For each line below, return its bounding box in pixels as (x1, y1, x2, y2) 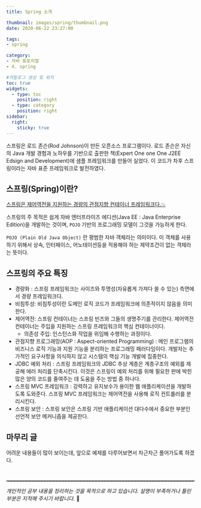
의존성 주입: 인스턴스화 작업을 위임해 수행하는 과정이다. (23, 330, 152, 337)
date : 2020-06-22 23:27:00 (6, 25, 74, 31)
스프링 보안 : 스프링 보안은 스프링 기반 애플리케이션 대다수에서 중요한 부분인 (14, 405, 191, 413)
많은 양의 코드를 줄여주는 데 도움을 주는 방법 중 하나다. (14, 375, 141, 383)
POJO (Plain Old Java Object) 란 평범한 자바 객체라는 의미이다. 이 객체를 (6, 234, 180, 241)
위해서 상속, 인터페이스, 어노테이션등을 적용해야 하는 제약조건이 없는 (17, 241, 175, 249)
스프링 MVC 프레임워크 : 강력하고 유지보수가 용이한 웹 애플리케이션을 (14, 383, 176, 390)
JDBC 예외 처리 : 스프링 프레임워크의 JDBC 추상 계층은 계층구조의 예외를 (14, 360, 185, 367)
